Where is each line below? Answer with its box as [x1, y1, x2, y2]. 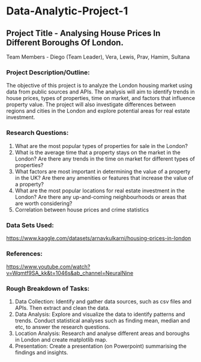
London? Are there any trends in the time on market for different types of [14, 155, 195, 162]
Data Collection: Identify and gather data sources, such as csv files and [14, 298, 192, 305]
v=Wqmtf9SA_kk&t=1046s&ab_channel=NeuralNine [6, 270, 134, 277]
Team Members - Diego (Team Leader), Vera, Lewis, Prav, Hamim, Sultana [6, 53, 190, 61]
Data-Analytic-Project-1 [6, 4, 128, 18]
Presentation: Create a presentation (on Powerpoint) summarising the [14, 343, 187, 350]
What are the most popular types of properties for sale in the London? [14, 142, 188, 149]
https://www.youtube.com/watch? [6, 263, 91, 270]
